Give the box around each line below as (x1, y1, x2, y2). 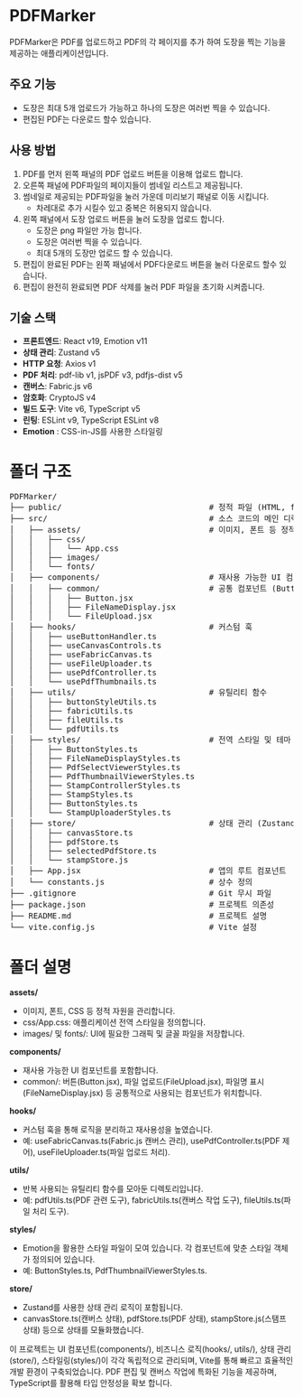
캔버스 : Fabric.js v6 (22, 381, 93, 392)
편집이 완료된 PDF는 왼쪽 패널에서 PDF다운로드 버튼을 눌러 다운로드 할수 (22, 258, 278, 269)
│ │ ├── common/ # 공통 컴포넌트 (9, 583, 268, 594)
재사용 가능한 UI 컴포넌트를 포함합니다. (22, 1065, 159, 1076)
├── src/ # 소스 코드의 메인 (9, 514, 280, 524)
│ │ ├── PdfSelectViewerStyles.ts (9, 762, 181, 773)
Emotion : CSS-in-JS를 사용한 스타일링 (22, 426, 163, 437)
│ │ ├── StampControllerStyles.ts (9, 780, 181, 791)
